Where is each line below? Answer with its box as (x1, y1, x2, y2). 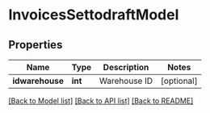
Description (103, 62, 149, 73)
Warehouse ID (99, 75, 153, 86)
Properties (8, 38, 63, 52)
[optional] (160, 75, 198, 86)
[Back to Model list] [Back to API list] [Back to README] (8, 96, 194, 106)
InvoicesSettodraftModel (8, 6, 179, 24)
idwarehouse (12, 75, 65, 86)
